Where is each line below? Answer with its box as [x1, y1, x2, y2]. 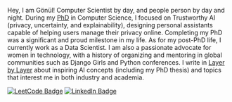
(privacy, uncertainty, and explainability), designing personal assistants [7, 21, 213, 29]
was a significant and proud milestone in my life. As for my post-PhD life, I [7, 36, 221, 44]
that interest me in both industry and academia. [7, 73, 144, 82]
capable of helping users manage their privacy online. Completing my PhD [7, 28, 223, 37]
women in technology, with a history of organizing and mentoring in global [7, 51, 223, 59]
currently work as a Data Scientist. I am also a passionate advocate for [7, 44, 212, 51]
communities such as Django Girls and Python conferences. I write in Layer [7, 58, 225, 66]
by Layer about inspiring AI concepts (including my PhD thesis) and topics [7, 66, 221, 74]
